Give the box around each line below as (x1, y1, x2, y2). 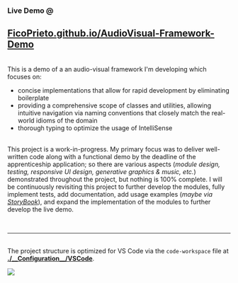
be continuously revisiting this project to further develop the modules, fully (7, 183, 225, 191)
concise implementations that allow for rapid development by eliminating (17, 86, 230, 94)
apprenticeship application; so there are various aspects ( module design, (7, 160, 221, 168)
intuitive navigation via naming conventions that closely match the (17, 108, 210, 117)
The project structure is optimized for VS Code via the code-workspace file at (7, 246, 229, 255)
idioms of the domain (35, 116, 98, 125)
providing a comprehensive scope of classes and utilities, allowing (17, 101, 212, 110)
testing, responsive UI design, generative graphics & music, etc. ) (7, 167, 196, 175)
